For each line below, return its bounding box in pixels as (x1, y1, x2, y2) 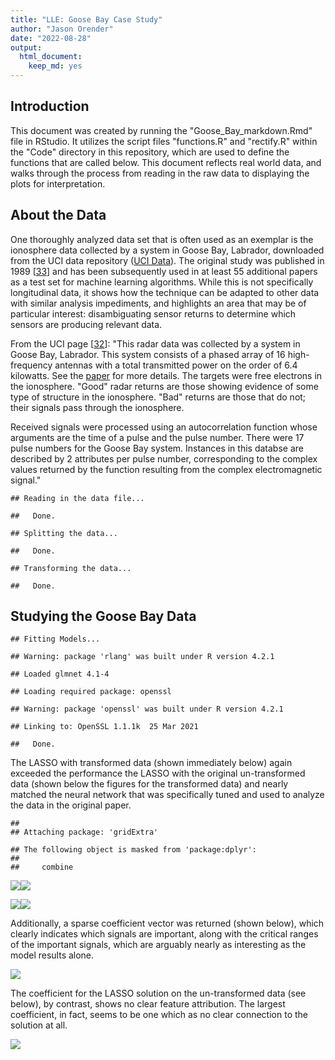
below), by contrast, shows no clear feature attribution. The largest (10, 998, 286, 1010)
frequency (10, 359, 53, 371)
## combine (10, 862, 74, 873)
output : (10, 42, 43, 53)
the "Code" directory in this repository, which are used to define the (10, 146, 290, 158)
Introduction (10, 98, 90, 115)
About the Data (10, 207, 107, 224)
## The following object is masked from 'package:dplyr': (10, 845, 257, 855)
